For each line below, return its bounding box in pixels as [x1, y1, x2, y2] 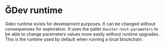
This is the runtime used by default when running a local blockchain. [5, 36, 143, 42]
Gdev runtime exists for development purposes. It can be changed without [5, 21, 156, 27]
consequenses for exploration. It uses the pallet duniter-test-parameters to [5, 26, 159, 31]
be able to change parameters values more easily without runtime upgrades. [5, 31, 160, 37]
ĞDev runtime [5, 5, 63, 16]
